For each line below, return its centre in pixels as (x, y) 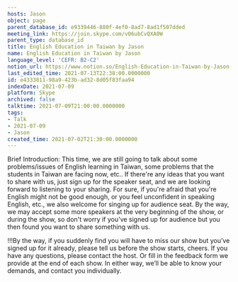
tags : (15, 113)
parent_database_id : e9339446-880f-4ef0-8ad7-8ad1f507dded (96, 27)
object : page (27, 21)
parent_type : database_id (45, 40)
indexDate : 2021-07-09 (41, 86)
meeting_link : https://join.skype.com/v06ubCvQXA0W (85, 34)
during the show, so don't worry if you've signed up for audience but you (114, 220)
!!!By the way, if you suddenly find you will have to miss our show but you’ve (119, 241)
